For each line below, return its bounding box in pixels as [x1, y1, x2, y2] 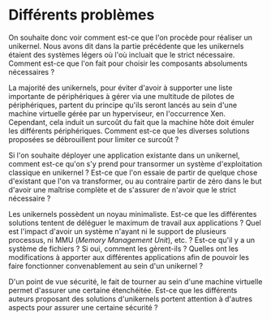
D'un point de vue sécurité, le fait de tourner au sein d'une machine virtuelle [8, 276, 263, 286]
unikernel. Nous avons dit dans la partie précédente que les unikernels [8, 41, 244, 50]
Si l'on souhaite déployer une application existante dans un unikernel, [8, 150, 241, 160]
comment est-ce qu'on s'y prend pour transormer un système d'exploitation [8, 158, 263, 168]
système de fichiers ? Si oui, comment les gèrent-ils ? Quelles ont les [8, 244, 239, 253]
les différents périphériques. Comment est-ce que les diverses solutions [8, 126, 250, 136]
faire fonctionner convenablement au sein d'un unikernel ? [8, 261, 204, 270]
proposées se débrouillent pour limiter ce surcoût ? [8, 134, 179, 144]
